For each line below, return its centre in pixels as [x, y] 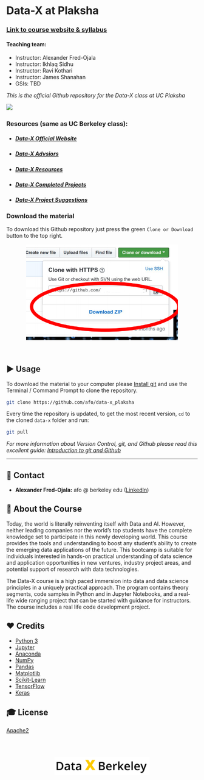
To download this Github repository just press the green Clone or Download [100, 229]
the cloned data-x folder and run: [48, 420]
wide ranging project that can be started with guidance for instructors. [103, 600]
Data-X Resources [39, 169]
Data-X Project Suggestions [51, 200]
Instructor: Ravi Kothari [44, 71]
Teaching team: [26, 44]
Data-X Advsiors [37, 154]
